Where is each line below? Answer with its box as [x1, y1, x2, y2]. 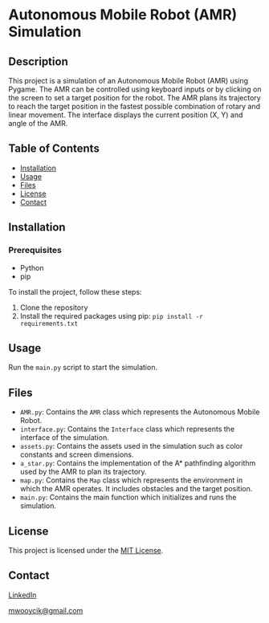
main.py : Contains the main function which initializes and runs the [19, 492, 237, 503]
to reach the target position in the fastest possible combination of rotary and [8, 102, 261, 111]
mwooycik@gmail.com [8, 605, 84, 615]
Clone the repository [19, 303, 88, 312]
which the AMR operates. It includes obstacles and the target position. [19, 484, 253, 494]
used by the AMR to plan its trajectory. [19, 467, 147, 477]
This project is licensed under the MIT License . [8, 545, 164, 555]
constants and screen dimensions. [19, 450, 134, 459]
